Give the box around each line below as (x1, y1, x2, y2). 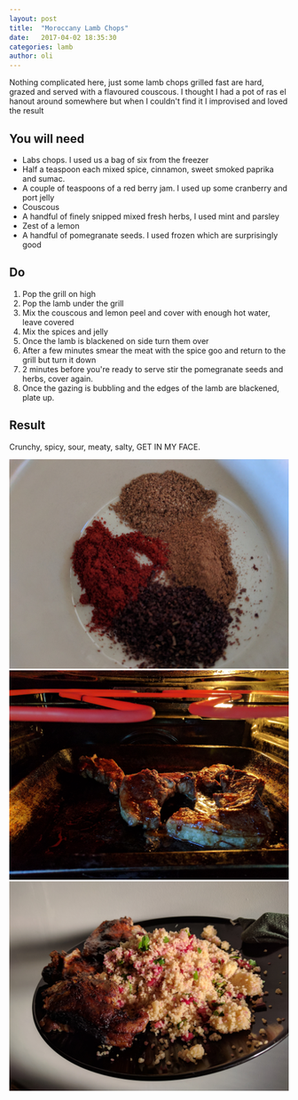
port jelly (21, 191, 55, 203)
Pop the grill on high (21, 288, 96, 299)
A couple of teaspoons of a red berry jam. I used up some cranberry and (21, 183, 288, 193)
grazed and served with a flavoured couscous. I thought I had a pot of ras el (9, 87, 286, 98)
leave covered (21, 316, 74, 327)
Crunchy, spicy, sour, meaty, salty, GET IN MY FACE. (9, 441, 201, 452)
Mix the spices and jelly (21, 326, 109, 337)
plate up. (21, 392, 55, 402)
